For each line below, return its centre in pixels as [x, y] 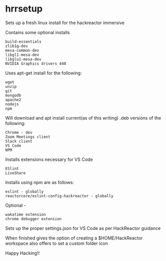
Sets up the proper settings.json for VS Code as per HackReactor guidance [83, 228]
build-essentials [23, 41]
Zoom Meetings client [28, 137]
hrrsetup [24, 9]
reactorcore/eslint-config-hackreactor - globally [59, 196]
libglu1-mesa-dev [23, 59]
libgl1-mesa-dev [22, 55]
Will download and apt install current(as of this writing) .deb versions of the [83, 118]
